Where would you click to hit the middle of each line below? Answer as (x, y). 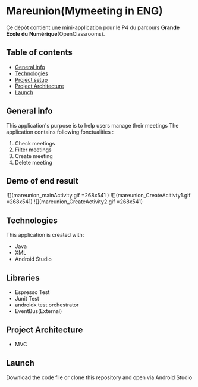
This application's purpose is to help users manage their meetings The (92, 125)
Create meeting (34, 156)
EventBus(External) (38, 311)
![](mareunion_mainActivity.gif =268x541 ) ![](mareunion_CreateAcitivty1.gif (98, 196)
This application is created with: (45, 235)
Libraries (23, 278)
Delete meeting (33, 162)
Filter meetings (33, 150)
